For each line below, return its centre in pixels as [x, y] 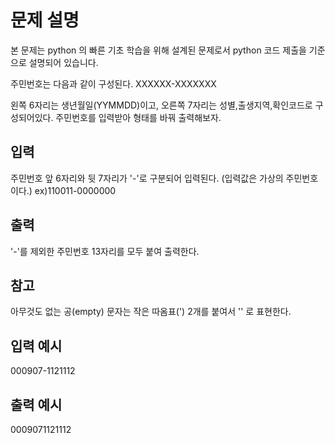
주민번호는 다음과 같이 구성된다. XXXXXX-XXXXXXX [113, 83]
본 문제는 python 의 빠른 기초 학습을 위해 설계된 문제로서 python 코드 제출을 [158, 50]
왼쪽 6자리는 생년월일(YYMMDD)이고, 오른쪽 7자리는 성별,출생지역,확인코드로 [161, 105]
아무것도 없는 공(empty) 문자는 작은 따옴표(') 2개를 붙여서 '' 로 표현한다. [151, 312]
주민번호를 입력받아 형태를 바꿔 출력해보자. [138, 117]
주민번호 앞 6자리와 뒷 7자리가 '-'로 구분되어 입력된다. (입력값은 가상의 [147, 178]
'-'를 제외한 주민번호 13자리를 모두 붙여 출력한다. [105, 251]
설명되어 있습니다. [63, 62]
